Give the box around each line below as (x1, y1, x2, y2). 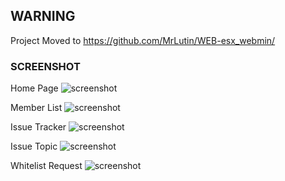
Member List (10, 102, 63, 114)
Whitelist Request (10, 160, 83, 172)
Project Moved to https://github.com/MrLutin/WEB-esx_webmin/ (10, 34, 276, 46)
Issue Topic (10, 140, 58, 153)
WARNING (10, 8, 76, 25)
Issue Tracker (10, 121, 67, 133)
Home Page (10, 82, 59, 94)
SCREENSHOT (10, 59, 81, 73)
